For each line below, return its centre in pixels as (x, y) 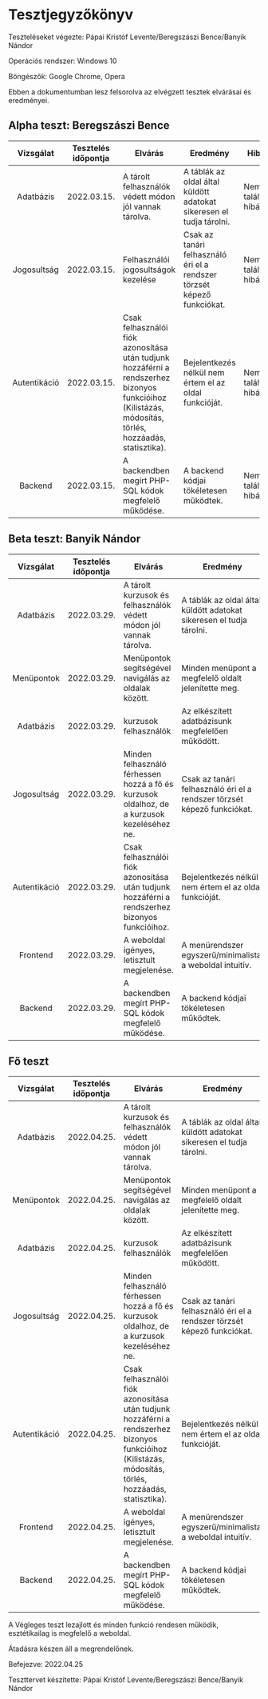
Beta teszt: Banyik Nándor (75, 539)
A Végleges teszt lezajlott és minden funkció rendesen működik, (114, 1625)
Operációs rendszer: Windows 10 (63, 61)
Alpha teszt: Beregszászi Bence (89, 126)
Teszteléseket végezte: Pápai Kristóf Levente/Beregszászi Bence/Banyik (127, 37)
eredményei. (29, 100)
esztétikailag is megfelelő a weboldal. (70, 1633)
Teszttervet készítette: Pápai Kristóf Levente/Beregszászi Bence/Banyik (126, 1680)
